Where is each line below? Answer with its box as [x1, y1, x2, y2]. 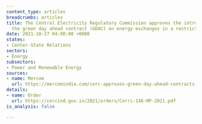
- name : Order [6, 92, 42, 98]
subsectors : [6, 59, 36, 65]
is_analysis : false [6, 103, 55, 110]
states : [6, 37, 26, 43]
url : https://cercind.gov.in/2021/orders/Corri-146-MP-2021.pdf [11, 98, 176, 104]
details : [6, 87, 28, 93]
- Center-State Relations [6, 43, 71, 49]
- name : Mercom [6, 75, 44, 81]
